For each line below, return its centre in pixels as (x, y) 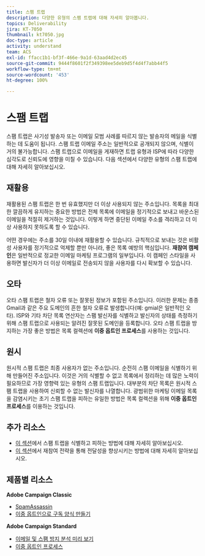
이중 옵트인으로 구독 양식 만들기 (53, 514)
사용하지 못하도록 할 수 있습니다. (51, 227)
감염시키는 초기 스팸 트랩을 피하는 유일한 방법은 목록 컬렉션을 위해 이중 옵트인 (105, 398)
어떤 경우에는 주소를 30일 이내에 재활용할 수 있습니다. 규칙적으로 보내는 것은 (97, 240)
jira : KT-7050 (24, 29)
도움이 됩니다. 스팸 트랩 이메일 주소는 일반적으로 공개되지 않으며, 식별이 (109, 144)
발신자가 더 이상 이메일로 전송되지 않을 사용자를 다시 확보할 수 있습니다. (107, 263)
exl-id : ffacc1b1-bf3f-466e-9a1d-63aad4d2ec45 (67, 58)
